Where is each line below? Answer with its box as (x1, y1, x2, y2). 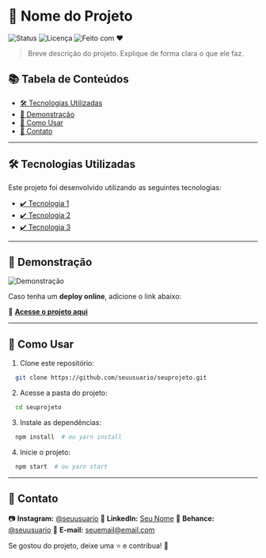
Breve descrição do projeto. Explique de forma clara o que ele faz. (27, 48, 244, 58)
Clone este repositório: (19, 359, 95, 368)
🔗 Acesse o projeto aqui (8, 307, 89, 317)
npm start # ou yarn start (15, 462, 108, 470)
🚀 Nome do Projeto (8, 7, 133, 25)
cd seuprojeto (15, 404, 62, 412)
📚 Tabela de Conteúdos (8, 73, 129, 86)
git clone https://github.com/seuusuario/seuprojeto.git (15, 374, 207, 382)
